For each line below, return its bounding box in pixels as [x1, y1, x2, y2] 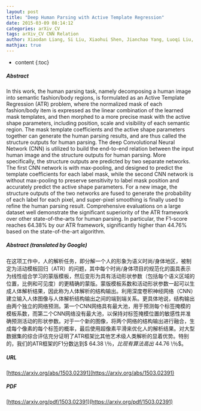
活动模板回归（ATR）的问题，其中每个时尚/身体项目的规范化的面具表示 [16, 265, 191, 272]
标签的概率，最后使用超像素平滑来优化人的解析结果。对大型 [47, 325, 195, 332]
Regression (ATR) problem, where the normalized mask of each [6, 100, 163, 107]
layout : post [6, 8, 39, 15]
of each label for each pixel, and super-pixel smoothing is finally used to [6, 196, 184, 203]
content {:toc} [14, 58, 50, 66]
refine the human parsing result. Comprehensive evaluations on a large [6, 202, 181, 209]
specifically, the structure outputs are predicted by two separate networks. [6, 157, 190, 165]
